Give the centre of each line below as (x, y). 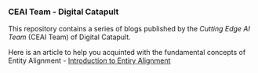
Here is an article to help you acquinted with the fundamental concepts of (127, 53)
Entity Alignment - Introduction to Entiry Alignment (89, 60)
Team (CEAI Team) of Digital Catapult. (69, 37)
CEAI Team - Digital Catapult (64, 12)
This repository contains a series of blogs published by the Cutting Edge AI (129, 29)
